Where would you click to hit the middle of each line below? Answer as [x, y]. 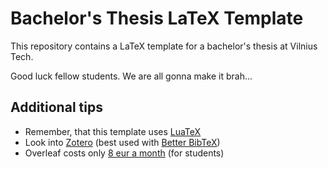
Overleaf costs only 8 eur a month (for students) [124, 153]
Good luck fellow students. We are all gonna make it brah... [131, 76]
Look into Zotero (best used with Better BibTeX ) [122, 142]
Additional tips [56, 107]
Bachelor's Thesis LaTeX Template [157, 18]
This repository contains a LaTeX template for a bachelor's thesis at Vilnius [164, 46]
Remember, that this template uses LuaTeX [113, 131]
